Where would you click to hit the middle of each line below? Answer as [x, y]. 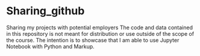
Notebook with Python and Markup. [50, 46]
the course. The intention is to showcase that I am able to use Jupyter [93, 40]
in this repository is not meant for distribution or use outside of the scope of [100, 33]
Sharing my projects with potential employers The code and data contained [99, 27]
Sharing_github [45, 11]
